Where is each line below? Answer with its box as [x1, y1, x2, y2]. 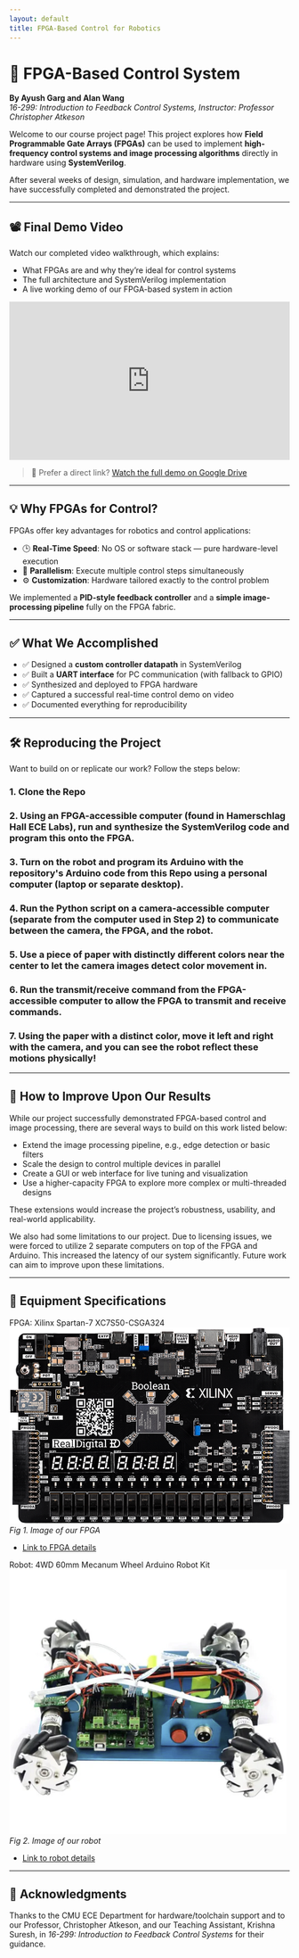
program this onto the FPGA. [9, 832, 135, 845]
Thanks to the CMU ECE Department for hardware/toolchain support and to [9, 1910, 286, 1921]
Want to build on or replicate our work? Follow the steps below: [9, 764, 240, 774]
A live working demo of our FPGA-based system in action [21, 284, 233, 294]
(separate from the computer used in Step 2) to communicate [9, 913, 279, 925]
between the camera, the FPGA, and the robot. [9, 924, 214, 937]
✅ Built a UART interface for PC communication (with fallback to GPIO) [21, 669, 283, 680]
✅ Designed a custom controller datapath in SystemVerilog [21, 659, 242, 670]
